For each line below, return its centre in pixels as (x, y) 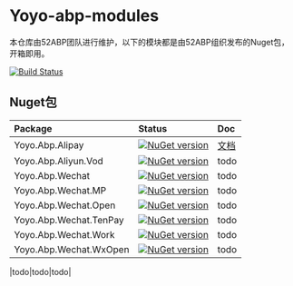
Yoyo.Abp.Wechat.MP (60, 190)
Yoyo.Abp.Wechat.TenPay (69, 220)
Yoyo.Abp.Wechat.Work (64, 234)
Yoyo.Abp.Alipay (49, 144)
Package (33, 128)
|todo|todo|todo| (40, 271)
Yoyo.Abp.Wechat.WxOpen (72, 249)
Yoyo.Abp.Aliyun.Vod (59, 161)
